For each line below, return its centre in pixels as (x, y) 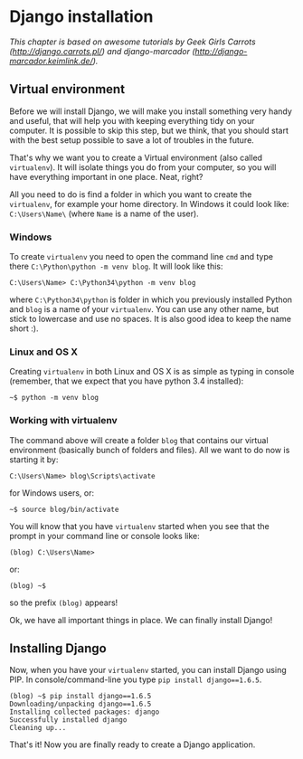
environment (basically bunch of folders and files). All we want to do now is (150, 450)
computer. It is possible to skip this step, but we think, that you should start (149, 130)
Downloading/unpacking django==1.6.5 (80, 704)
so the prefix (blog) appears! (64, 602)
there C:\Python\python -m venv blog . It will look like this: (116, 266)
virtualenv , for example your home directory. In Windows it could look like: (149, 204)
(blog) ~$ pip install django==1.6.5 (80, 697)
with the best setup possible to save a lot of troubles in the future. (132, 140)
